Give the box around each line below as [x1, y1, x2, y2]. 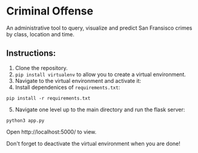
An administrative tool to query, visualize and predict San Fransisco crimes [6, 24, 193, 31]
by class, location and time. [6, 30, 74, 37]
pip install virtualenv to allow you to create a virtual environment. [15, 71, 186, 78]
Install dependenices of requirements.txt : [15, 83, 120, 91]
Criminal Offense [6, 4, 94, 18]
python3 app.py [6, 117, 45, 123]
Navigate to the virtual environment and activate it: [15, 77, 141, 84]
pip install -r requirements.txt [6, 95, 91, 101]
